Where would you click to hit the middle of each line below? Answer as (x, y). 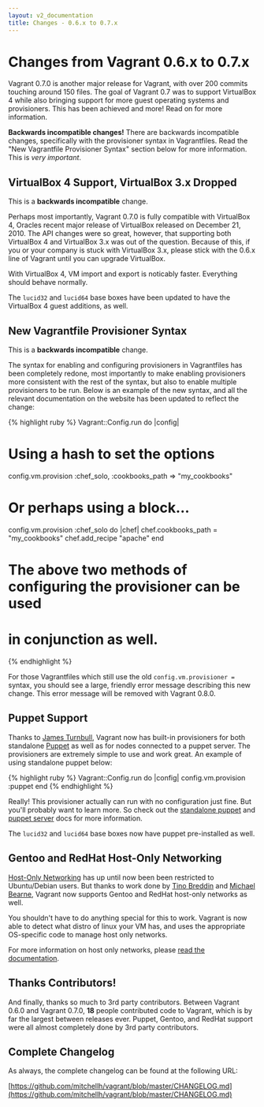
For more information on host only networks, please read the (106, 950)
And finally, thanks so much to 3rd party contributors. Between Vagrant (124, 1002)
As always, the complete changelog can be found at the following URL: (123, 1071)
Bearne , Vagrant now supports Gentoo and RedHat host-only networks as (128, 894)
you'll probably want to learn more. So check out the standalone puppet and (132, 810)
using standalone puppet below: (60, 762)
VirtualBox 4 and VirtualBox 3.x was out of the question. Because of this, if (129, 242)
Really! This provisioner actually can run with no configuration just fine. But (130, 801)
